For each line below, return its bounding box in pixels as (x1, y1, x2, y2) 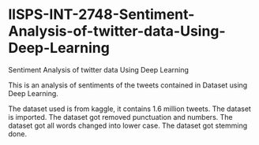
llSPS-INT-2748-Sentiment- (8, 6, 195, 24)
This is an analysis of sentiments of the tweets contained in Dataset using (8, 80, 248, 90)
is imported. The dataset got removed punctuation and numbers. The (8, 112, 233, 121)
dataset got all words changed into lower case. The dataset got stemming (8, 121, 248, 130)
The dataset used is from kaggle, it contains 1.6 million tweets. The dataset (8, 104, 251, 113)
